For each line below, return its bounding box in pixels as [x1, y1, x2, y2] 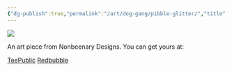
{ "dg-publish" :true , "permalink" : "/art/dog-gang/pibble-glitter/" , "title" [7, 10, 226, 17]
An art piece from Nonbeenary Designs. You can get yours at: [7, 42, 185, 51]
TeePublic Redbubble [7, 56, 68, 64]
